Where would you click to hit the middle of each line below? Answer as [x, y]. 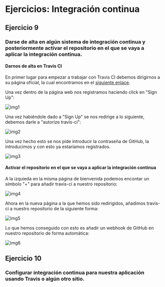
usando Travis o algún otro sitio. [45, 279]
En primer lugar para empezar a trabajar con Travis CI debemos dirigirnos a [83, 77]
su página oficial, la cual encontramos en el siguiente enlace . [68, 82]
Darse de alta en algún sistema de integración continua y [75, 42]
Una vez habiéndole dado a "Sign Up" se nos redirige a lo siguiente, [75, 117]
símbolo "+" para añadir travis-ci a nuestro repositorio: [61, 184]
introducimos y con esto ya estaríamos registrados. [58, 146]
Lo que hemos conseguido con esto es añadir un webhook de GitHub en [80, 228]
